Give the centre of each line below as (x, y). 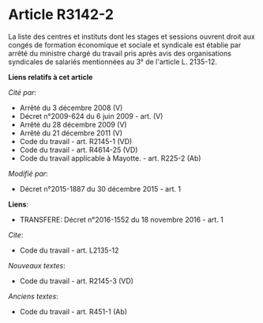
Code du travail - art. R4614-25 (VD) (79, 150)
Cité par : (23, 92)
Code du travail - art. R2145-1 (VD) (76, 141)
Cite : (16, 234)
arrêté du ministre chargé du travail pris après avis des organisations (120, 53)
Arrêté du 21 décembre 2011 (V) (71, 133)
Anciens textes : (34, 296)
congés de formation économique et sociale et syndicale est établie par (125, 44)
